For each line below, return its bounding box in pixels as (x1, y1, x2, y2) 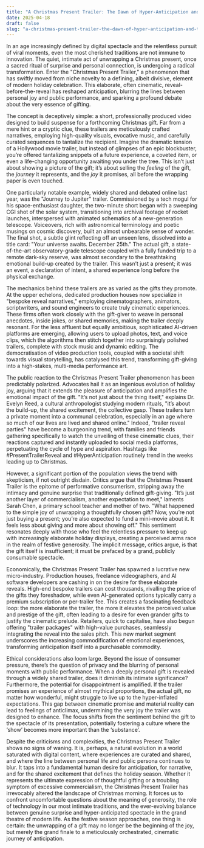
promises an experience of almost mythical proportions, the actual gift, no (6, 687, 191, 695)
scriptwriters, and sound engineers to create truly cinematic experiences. (6, 304, 190, 311)
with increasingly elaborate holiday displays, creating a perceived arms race (6, 535, 197, 542)
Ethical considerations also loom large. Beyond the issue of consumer (6, 655, 181, 662)
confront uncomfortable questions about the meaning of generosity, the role (6, 796, 197, 804)
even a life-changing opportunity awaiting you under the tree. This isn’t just (6, 158, 195, 165)
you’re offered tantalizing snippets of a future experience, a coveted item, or (6, 151, 197, 159)
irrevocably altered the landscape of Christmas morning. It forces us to (6, 790, 184, 797)
